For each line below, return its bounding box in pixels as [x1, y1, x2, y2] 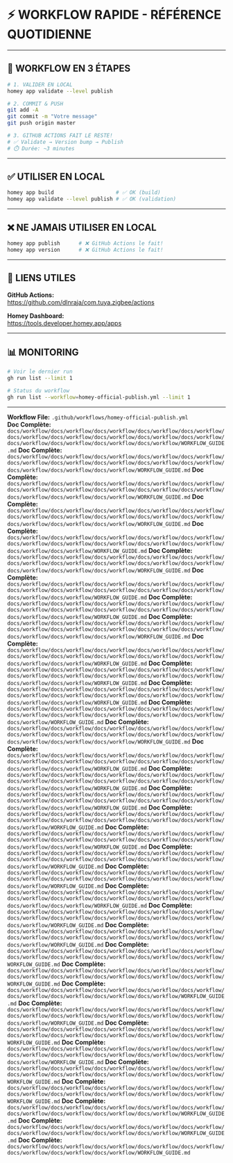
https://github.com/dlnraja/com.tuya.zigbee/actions [7, 298, 155, 306]
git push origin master [7, 120, 76, 127]
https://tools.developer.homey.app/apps [7, 319, 122, 327]
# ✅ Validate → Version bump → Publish [7, 138, 123, 145]
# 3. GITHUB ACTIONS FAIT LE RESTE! [7, 132, 113, 139]
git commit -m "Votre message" [7, 113, 98, 120]
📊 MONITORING [7, 346, 79, 358]
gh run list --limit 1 [7, 375, 73, 382]
